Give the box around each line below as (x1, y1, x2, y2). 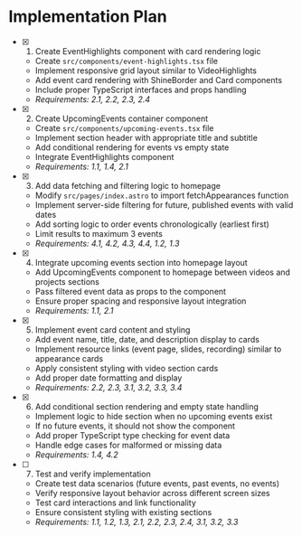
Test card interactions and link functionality (34, 497, 196, 508)
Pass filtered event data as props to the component (34, 286, 227, 296)
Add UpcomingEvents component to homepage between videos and (34, 267, 291, 277)
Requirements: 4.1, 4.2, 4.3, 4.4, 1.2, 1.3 (34, 238, 180, 249)
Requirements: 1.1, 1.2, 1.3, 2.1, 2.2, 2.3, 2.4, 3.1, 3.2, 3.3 (34, 516, 239, 527)
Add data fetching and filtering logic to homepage (34, 180, 221, 191)
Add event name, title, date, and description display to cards (34, 334, 260, 344)
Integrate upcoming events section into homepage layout (34, 257, 248, 268)
